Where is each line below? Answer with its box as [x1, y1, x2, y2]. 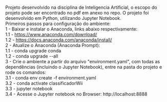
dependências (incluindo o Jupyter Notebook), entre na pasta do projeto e [5, 64, 162, 70]
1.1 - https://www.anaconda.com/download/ [5, 32, 97, 37]
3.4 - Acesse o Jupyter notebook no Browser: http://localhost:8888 [5, 91, 148, 97]
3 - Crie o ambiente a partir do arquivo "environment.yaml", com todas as [5, 59, 160, 64]
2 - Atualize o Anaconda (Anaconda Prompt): [5, 42, 100, 48]
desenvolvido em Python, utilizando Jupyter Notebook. [5, 15, 121, 21]
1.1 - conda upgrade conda [5, 48, 61, 54]
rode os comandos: [5, 69, 47, 75]
